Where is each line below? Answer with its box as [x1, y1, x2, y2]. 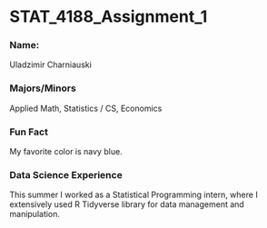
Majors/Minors [9, 82, 77, 94]
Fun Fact [9, 125, 48, 138]
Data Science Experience [9, 169, 123, 181]
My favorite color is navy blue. [9, 146, 123, 157]
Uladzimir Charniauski [9, 59, 93, 70]
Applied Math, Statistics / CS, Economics [9, 103, 163, 114]
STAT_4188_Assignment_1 [9, 6, 208, 27]
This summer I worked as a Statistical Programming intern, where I [9, 189, 259, 201]
